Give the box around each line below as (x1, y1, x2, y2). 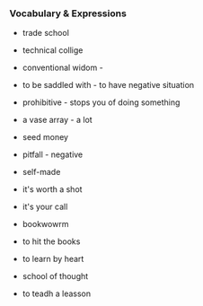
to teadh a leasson (22, 288, 92, 299)
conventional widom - (22, 62, 103, 74)
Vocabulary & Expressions (9, 7, 128, 20)
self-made (22, 167, 61, 178)
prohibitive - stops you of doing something (22, 97, 181, 108)
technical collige (22, 45, 84, 56)
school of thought (22, 271, 89, 282)
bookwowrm (22, 219, 69, 230)
